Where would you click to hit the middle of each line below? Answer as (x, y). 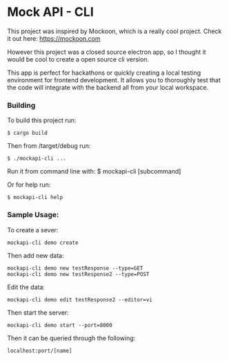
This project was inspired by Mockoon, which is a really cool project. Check (114, 31)
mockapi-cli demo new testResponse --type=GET (75, 268)
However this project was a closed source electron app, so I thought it (107, 52)
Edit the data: (26, 287)
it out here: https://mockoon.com (54, 38)
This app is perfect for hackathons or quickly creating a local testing (104, 73)
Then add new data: (36, 255)
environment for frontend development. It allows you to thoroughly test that (114, 80)
